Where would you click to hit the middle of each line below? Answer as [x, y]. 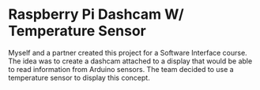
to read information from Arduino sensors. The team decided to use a [121, 69]
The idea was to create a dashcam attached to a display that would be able [130, 61]
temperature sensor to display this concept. [79, 77]
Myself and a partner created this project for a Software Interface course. [128, 52]
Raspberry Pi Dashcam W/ [96, 14]
